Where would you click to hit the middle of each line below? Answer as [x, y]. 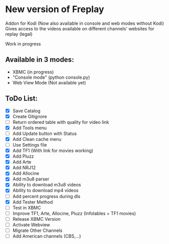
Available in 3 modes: [40, 60]
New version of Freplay [55, 9]
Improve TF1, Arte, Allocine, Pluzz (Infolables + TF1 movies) [74, 213]
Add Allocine [26, 173]
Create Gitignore [30, 116]
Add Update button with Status [45, 133]
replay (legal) [19, 34]
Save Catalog [26, 111]
